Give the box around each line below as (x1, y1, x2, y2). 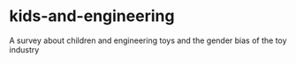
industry (9, 44, 40, 54)
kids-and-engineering (9, 6, 175, 26)
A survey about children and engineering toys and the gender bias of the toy (9, 35, 287, 46)
